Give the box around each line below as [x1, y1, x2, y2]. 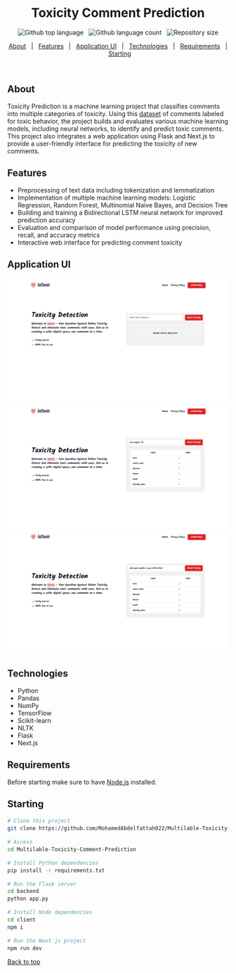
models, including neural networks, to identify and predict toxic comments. [7, 124, 224, 133]
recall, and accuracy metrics [17, 231, 100, 239]
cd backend [7, 888, 39, 895]
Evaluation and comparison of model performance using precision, [17, 223, 211, 231]
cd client [7, 916, 37, 924]
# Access [7, 839, 33, 846]
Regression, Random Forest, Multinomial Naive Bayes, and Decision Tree [17, 200, 228, 209]
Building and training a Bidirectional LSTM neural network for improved [17, 208, 223, 217]
